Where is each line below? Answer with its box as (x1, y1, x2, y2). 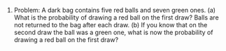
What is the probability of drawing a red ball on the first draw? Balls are (13, 13, 219, 22)
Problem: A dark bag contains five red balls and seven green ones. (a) (13, 6, 216, 14)
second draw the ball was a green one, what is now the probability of (13, 28, 213, 36)
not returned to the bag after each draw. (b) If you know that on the (13, 21, 208, 29)
